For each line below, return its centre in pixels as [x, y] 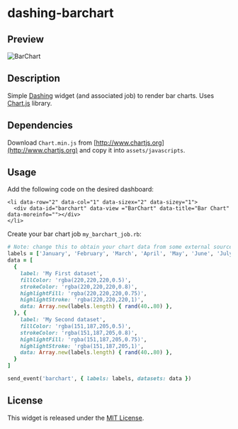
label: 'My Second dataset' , [63, 320]
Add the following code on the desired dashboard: [80, 189]
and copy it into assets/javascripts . [132, 150]
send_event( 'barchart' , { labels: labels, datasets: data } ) [100, 379]
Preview [26, 39]
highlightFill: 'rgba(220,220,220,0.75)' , [84, 293]
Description [34, 78]
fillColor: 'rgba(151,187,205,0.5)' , [76, 326]
